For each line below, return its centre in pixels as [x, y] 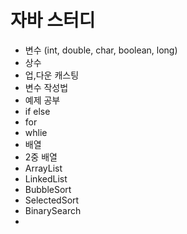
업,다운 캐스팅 [52, 75]
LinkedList [46, 178]
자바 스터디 [53, 20]
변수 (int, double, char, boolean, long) [101, 50]
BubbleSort [48, 189]
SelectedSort [52, 200]
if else [37, 111]
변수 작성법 [46, 87]
